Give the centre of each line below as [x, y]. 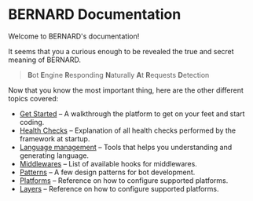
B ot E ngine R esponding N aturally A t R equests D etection [118, 75]
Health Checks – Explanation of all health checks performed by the [128, 130]
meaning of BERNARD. [44, 60]
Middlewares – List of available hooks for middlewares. [108, 163]
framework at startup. [55, 138]
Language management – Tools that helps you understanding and [126, 147]
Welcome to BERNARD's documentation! [74, 36]
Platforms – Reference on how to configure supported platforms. [124, 180]
